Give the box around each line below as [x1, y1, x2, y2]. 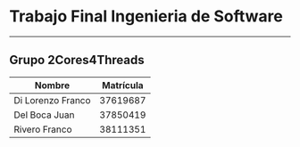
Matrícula [102, 78, 145, 91]
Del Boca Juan [13, 109, 75, 121]
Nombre [34, 78, 70, 91]
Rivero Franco [13, 123, 72, 135]
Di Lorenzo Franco [13, 94, 91, 106]
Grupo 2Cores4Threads [9, 53, 145, 68]
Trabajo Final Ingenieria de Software [9, 6, 283, 27]
